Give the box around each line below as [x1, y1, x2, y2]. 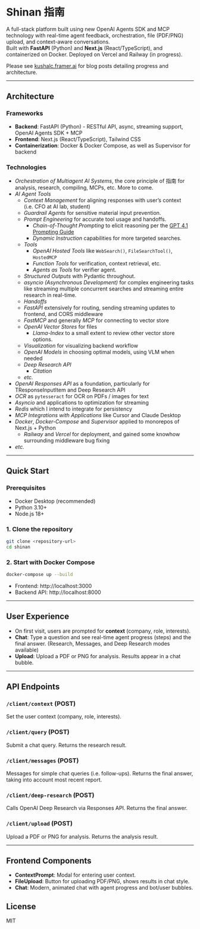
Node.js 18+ [14, 510, 45, 517]
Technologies [6, 163, 46, 171]
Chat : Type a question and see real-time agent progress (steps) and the [14, 633, 192, 640]
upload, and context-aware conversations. [6, 38, 110, 45]
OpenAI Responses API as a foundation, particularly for [14, 380, 150, 387]
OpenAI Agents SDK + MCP [14, 129, 83, 136]
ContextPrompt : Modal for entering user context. [14, 871, 136, 878]
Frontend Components [6, 855, 92, 866]
